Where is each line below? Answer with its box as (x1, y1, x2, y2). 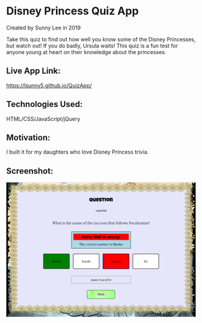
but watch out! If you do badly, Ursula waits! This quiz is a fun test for (6, 42, 179, 49)
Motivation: (6, 132, 50, 142)
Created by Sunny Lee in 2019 (6, 24, 81, 31)
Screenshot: (6, 166, 54, 176)
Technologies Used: (6, 99, 83, 109)
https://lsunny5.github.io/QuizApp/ (6, 82, 92, 89)
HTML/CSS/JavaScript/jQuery (6, 115, 81, 122)
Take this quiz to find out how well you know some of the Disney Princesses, (6, 35, 196, 43)
